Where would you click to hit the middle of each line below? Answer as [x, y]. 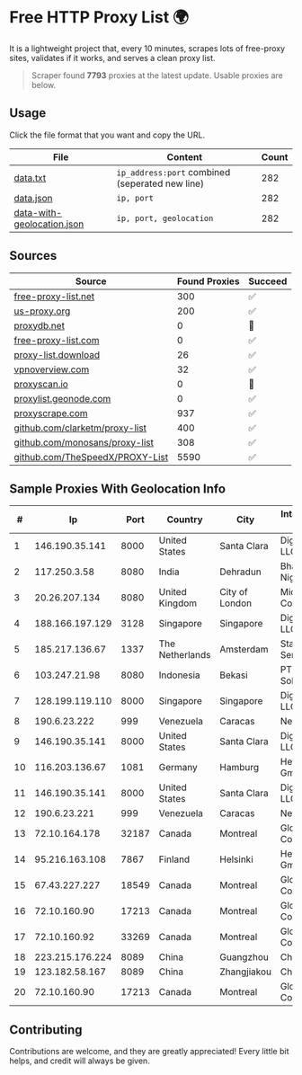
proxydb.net [40, 325]
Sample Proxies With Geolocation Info [118, 489]
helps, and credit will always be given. [80, 1061]
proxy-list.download [57, 354]
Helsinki [236, 859]
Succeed [268, 281]
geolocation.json [49, 224]
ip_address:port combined [173, 172]
